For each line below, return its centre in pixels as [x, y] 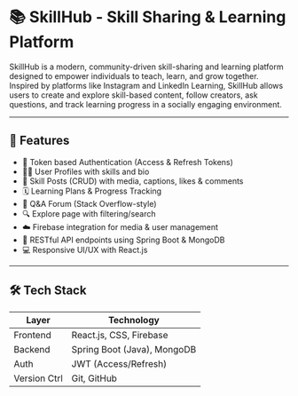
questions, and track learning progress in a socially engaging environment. [145, 104]
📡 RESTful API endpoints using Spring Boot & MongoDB [123, 240]
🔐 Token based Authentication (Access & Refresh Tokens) [127, 162]
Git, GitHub [94, 378]
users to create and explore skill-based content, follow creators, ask [134, 95]
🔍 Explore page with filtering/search [89, 213]
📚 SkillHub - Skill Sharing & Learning [148, 17]
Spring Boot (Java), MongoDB [134, 349]
